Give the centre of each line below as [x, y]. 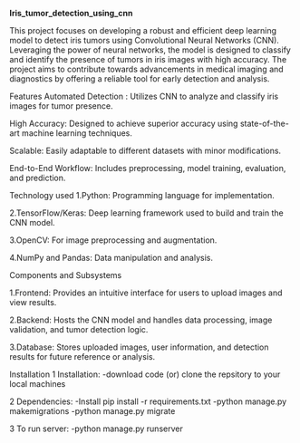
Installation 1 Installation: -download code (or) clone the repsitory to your [145, 374]
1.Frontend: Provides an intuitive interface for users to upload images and [146, 293]
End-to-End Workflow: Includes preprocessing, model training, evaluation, [148, 168]
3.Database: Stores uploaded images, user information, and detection [139, 347]
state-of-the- [265, 123]
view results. [33, 302]
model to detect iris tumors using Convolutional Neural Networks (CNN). [144, 40]
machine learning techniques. [77, 133]
